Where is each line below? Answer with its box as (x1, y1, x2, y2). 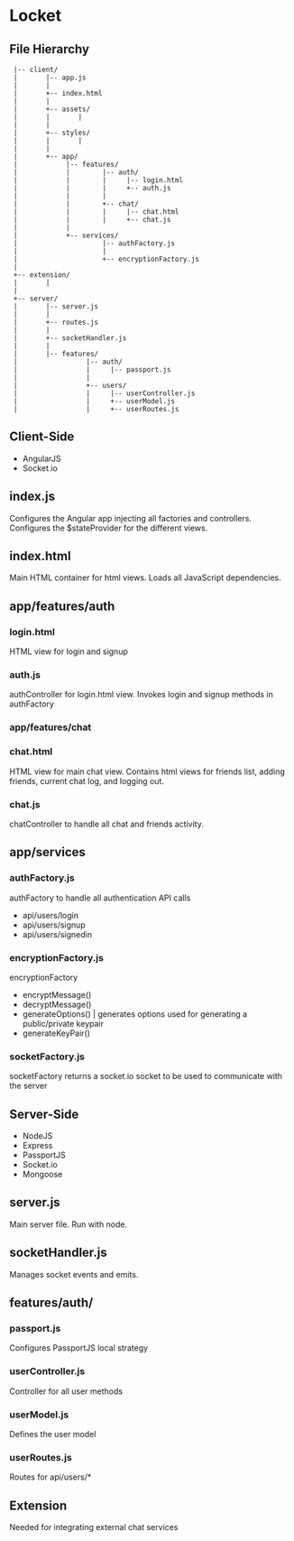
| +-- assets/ (13, 105, 91, 114)
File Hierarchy (9, 42, 90, 57)
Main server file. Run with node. (9, 1219, 128, 1230)
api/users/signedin (22, 928, 93, 939)
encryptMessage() (22, 989, 92, 1000)
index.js (9, 489, 56, 504)
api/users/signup (22, 919, 86, 930)
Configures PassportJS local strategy (9, 1343, 149, 1353)
